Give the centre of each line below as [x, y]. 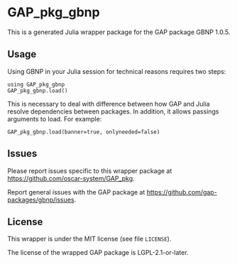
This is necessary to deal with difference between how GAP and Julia [109, 104]
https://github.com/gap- [182, 192]
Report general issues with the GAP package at [76, 192]
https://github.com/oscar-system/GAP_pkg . [71, 178]
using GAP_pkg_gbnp [36, 84]
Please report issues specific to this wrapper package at [90, 170]
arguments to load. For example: [55, 119]
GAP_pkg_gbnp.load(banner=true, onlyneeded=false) [84, 132]
